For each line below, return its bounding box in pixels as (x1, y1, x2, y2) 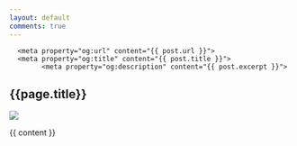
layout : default (9, 13, 70, 23)
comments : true (9, 22, 67, 31)
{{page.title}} (9, 87, 87, 102)
